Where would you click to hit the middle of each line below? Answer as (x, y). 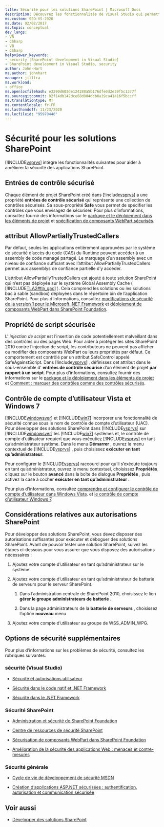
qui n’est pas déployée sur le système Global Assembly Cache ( (69, 283)
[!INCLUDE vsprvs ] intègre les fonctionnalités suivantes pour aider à (73, 162)
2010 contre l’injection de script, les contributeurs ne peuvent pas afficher (79, 347)
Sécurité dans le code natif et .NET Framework (59, 688)
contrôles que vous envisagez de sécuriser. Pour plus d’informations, (75, 210)
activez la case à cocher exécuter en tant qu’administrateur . (67, 479)
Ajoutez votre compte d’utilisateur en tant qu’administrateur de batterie (83, 579)
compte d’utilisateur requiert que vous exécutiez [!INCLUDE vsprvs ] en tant (80, 439)
